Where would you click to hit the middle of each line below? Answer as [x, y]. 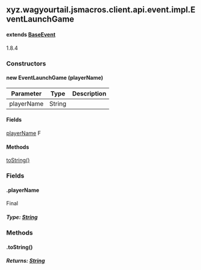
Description [89, 94]
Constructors [26, 64]
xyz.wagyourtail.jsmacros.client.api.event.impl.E [101, 10]
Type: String [22, 217]
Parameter [26, 94]
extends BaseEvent [31, 34]
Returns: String [25, 261]
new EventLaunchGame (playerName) [55, 78]
